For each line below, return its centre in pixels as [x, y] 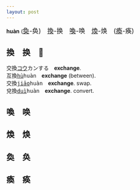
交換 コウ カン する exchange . [44, 68]
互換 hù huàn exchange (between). [51, 76]
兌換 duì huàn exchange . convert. [50, 91]
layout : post [23, 12]
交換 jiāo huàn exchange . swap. [49, 83]
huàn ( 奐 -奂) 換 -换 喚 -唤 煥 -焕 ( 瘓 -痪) [70, 31]
